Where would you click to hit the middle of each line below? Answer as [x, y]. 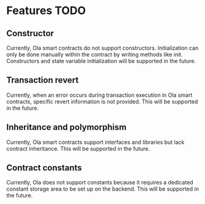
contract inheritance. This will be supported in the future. [78, 148]
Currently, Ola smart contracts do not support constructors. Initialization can [102, 48]
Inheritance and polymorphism [66, 127]
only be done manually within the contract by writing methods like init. [95, 55]
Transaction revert [43, 80]
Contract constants [44, 168]
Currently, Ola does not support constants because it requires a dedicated [100, 183]
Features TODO [46, 11]
